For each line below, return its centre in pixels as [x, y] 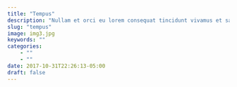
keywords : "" [26, 40]
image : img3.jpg [31, 33]
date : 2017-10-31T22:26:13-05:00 [56, 66]
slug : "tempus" [30, 27]
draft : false [26, 72]
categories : [25, 46]
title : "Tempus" [31, 14]
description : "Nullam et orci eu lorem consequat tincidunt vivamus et [115, 20]
